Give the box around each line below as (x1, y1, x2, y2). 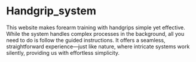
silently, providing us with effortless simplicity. (6, 49, 120, 56)
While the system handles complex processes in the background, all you (6, 30, 185, 37)
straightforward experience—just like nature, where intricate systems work (6, 43, 190, 50)
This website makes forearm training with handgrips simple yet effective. (6, 24, 185, 31)
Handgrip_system (6, 4, 97, 18)
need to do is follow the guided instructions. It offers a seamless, (6, 36, 166, 44)
